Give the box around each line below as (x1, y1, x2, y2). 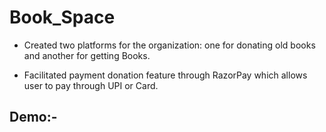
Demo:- (9, 109, 58, 126)
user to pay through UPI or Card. (23, 79, 159, 91)
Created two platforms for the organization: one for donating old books (23, 39, 316, 51)
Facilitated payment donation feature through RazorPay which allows (23, 69, 308, 81)
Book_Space (9, 6, 116, 29)
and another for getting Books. (23, 49, 151, 61)
